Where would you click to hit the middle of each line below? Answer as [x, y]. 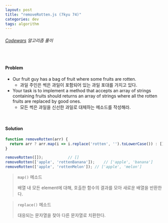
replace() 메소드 [34, 205]
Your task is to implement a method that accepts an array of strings [82, 90]
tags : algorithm [22, 24]
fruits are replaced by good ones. [47, 101]
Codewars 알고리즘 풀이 [29, 40]
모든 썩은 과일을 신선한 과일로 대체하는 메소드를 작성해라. [75, 107]
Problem [14, 68]
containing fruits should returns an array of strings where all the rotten [85, 96]
